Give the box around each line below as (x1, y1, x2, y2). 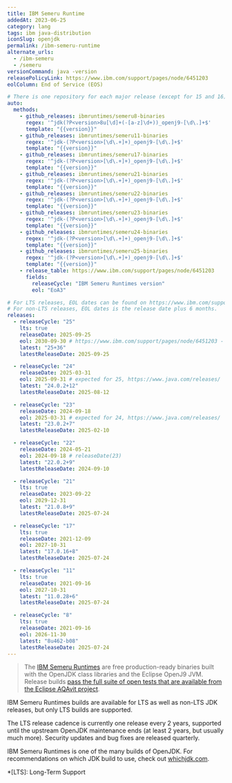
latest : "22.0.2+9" (19, 458, 76, 466)
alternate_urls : (7, 49, 54, 56)
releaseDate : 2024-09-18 (19, 408, 91, 415)
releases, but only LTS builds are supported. (7, 705, 133, 714)
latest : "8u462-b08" (19, 638, 79, 645)
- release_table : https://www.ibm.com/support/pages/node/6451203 (19, 267, 215, 274)
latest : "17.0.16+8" (19, 548, 79, 555)
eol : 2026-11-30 (19, 631, 67, 638)
